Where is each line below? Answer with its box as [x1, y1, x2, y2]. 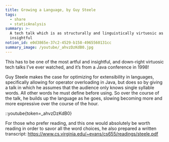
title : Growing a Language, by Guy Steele [5, 7, 96, 13]
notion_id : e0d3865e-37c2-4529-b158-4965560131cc [5, 40, 112, 45]
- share [10, 17, 26, 22]
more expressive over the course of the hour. [5, 100, 99, 106]
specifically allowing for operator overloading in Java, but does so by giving [5, 79, 163, 85]
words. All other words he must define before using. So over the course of [5, 90, 159, 96]
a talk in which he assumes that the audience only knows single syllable [5, 84, 155, 91]
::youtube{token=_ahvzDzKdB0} [5, 110, 72, 116]
